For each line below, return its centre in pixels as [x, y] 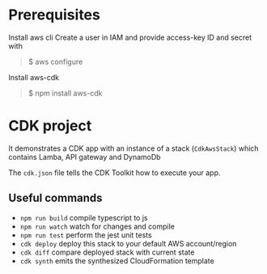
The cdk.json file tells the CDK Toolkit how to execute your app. [114, 173]
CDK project [50, 126]
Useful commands [55, 198]
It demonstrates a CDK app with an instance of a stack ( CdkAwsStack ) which [133, 148]
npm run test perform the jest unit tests [86, 235]
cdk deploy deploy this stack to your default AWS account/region [128, 243]
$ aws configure [55, 62]
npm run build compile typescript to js [84, 217]
